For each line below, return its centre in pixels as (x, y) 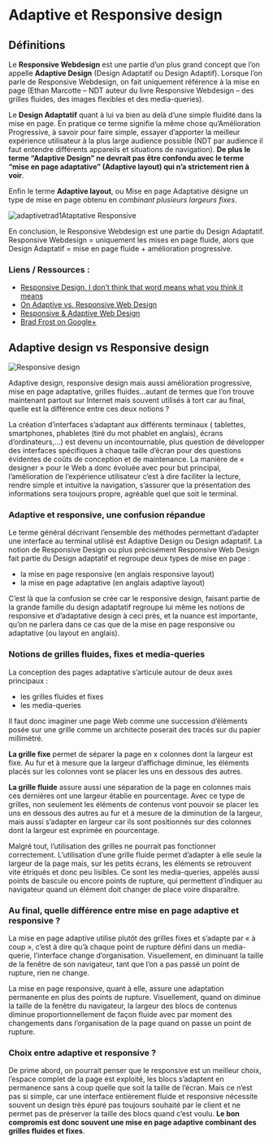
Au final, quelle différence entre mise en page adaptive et (124, 910)
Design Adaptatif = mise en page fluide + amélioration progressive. (121, 249)
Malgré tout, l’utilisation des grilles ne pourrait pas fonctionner (113, 846)
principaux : (28, 680)
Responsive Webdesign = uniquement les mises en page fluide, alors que (131, 240)
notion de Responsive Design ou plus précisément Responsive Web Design (134, 550)
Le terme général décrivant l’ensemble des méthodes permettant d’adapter (134, 533)
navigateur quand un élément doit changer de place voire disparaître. (124, 889)
